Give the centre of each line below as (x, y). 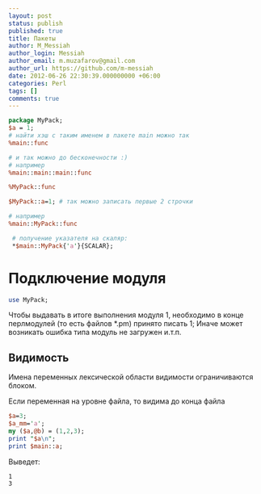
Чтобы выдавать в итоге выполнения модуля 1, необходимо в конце (126, 315)
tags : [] (23, 91)
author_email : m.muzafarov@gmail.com (72, 61)
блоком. (23, 386)
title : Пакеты (32, 38)
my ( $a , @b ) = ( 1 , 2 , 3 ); (46, 431)
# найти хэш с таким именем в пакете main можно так (99, 136)
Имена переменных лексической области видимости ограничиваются (131, 377)
